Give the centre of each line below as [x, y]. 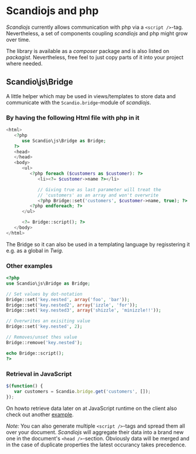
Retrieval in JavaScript [39, 373]
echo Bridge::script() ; [35, 353]
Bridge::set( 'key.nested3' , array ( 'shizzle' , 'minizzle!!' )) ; [84, 311]
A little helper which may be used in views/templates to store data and [91, 96]
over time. [18, 39]
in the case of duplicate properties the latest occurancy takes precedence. [96, 445]
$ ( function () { [25, 386]
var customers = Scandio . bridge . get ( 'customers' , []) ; [82, 391]
